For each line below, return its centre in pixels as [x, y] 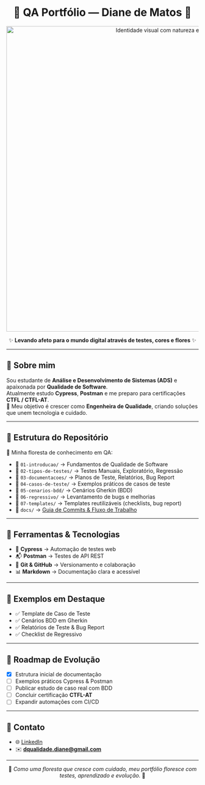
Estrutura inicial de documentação [58, 674]
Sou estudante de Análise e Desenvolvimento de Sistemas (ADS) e [92, 380]
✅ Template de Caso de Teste [52, 614]
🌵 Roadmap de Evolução [53, 659]
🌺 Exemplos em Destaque [56, 599]
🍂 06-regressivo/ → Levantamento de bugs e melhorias [85, 497]
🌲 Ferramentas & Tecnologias [63, 534]
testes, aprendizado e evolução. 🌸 [103, 776]
